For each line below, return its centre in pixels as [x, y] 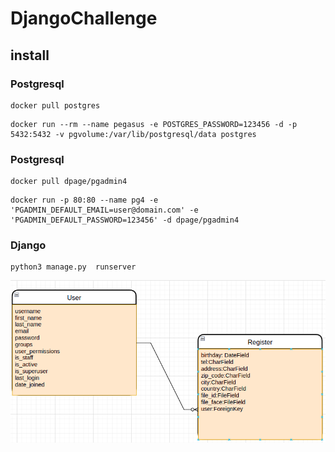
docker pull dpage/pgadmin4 [69, 182]
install [30, 55]
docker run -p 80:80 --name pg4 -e [84, 200]
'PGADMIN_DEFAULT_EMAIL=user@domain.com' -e [104, 210]
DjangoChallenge [84, 18]
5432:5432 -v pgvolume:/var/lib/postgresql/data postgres [133, 134]
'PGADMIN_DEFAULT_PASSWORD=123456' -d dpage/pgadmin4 [125, 220]
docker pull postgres [55, 105]
